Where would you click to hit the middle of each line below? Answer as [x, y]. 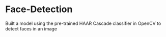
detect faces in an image [31, 28]
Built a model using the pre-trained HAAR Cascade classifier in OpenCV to [83, 23]
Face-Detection [39, 9]
